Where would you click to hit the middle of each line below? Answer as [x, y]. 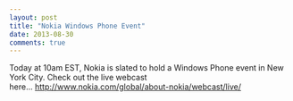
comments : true [38, 42]
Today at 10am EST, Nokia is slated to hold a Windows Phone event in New [146, 68]
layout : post [33, 17]
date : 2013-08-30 [42, 34]
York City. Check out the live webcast [78, 78]
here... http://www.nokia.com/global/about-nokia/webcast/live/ [125, 87]
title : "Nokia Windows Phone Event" [77, 26]
